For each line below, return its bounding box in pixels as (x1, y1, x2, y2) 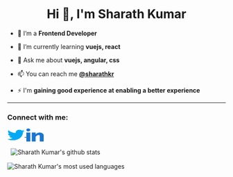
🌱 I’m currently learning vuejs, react (17, 42, 121, 50)
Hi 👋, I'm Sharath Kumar (46, 6, 187, 22)
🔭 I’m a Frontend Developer (17, 29, 97, 37)
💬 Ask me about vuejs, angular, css (17, 55, 120, 64)
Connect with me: (7, 112, 69, 122)
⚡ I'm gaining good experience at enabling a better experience (17, 86, 200, 94)
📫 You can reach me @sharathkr (17, 69, 114, 78)
